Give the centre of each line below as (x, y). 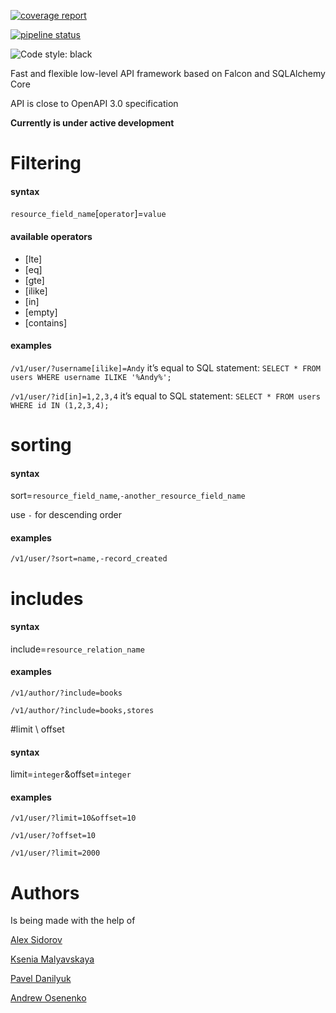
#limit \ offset (37, 729)
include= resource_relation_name (77, 649)
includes (47, 598)
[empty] (41, 312)
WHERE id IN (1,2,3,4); (60, 405)
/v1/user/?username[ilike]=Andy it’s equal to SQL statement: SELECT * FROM (165, 367)
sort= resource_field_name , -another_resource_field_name (128, 496)
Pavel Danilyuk (41, 979)
